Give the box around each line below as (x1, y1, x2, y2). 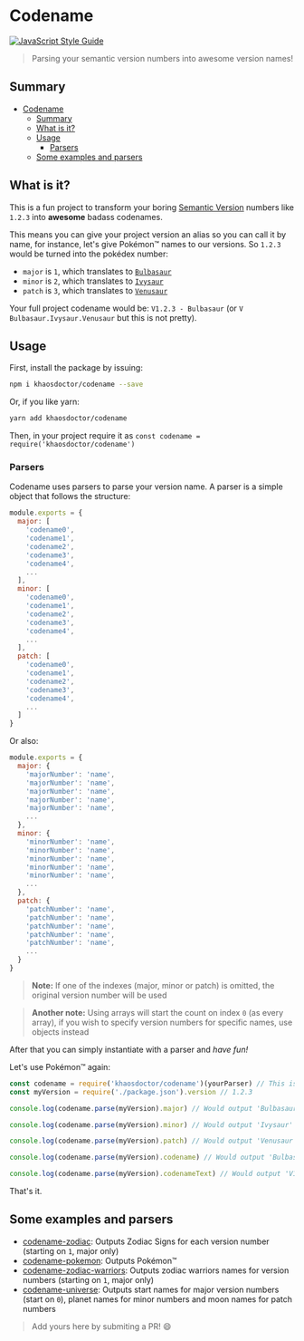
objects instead (31, 1026, 90, 1037)
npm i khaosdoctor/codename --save (9, 380, 144, 390)
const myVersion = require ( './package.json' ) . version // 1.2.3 (9, 1087, 253, 1096)
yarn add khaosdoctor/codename (9, 414, 128, 423)
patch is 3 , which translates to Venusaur (22, 285, 168, 295)
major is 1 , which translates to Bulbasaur (22, 265, 172, 276)
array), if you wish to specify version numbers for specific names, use (31, 1017, 293, 1027)
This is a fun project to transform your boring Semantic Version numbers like (9, 201, 295, 213)
